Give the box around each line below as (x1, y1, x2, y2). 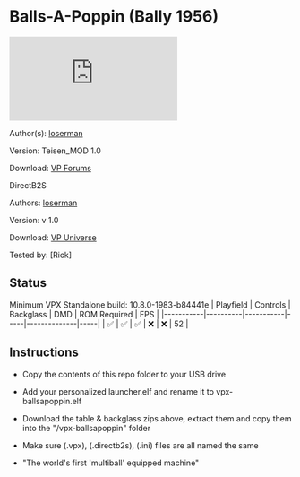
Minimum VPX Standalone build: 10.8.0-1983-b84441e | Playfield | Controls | (9, 299, 291, 310)
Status (9, 275, 47, 291)
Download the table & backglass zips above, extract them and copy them (21, 412, 292, 423)
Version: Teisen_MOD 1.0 (9, 145, 101, 156)
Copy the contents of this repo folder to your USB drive (21, 369, 227, 379)
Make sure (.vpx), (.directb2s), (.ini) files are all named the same (21, 439, 259, 450)
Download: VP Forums (9, 162, 92, 173)
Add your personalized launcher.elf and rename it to (21, 386, 215, 396)
